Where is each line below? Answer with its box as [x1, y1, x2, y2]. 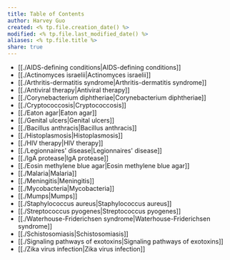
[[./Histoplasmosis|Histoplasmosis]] [17, 131, 124, 140]
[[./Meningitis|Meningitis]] [17, 177, 95, 185]
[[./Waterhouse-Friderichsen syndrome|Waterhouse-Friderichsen [17, 214, 211, 223]
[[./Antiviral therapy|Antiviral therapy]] [17, 86, 130, 94]
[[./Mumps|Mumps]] [17, 192, 78, 200]
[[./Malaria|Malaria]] [17, 169, 77, 177]
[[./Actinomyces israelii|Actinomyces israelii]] [17, 71, 151, 79]
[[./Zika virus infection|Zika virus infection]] [17, 245, 146, 253]
